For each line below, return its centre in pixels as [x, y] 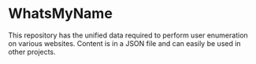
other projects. [32, 52]
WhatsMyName [60, 14]
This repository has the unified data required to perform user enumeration [128, 35]
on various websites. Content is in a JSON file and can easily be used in [125, 43]
